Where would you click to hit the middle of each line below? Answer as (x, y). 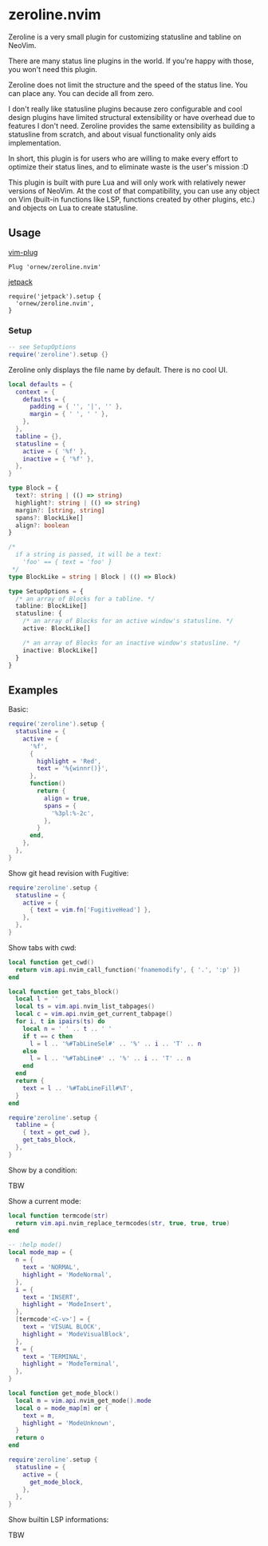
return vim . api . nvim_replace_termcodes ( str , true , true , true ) (123, 1223)
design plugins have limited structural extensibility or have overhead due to (132, 117)
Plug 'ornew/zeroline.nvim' (55, 267)
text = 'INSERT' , (51, 1297)
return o (30, 1438)
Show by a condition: (43, 1170)
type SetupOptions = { (46, 591)
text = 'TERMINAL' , (55, 1356)
